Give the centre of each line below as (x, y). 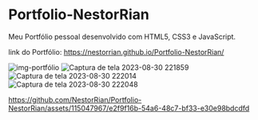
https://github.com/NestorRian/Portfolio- (75, 99)
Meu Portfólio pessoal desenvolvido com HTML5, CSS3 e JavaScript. (122, 37)
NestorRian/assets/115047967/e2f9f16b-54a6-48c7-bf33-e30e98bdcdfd (129, 108)
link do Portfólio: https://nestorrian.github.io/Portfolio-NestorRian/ (116, 52)
